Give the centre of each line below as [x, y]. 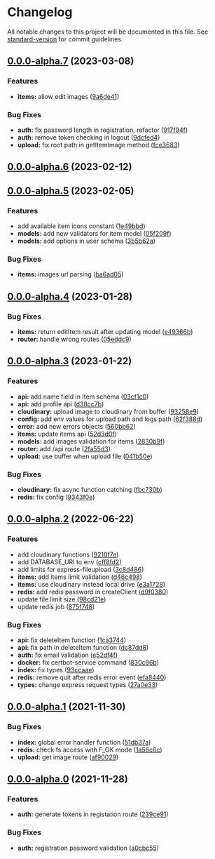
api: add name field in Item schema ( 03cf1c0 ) [83, 397]
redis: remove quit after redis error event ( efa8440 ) [92, 677]
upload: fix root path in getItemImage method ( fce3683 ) [98, 145]
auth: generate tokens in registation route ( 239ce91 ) [93, 814]
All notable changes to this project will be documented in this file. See [108, 32]
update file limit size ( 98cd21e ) [62, 599]
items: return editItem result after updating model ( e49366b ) [105, 331]
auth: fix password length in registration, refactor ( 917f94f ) [103, 130]
